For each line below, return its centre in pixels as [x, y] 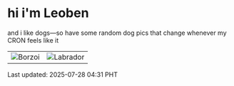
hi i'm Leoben [48, 13]
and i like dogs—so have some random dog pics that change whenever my [117, 33]
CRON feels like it [33, 40]
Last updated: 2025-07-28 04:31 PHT [62, 74]
